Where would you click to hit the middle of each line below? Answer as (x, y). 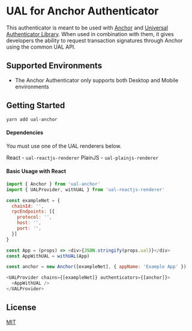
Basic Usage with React (36, 171)
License (21, 308)
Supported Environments (54, 66)
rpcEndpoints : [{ (33, 211)
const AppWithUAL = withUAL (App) (48, 256)
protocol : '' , (34, 217)
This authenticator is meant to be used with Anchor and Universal (87, 28)
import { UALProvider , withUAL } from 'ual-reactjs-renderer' (85, 190)
